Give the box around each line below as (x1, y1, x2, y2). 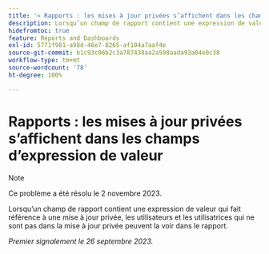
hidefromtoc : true (8, 26, 70, 34)
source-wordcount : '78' (8, 64, 88, 72)
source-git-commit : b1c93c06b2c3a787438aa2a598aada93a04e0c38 (8, 49, 220, 57)
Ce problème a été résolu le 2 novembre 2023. (8, 189, 163, 198)
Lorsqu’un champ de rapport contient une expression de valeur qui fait (8, 204, 242, 213)
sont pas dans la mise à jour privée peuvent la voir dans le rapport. (8, 220, 228, 230)
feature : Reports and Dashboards (8, 34, 120, 42)
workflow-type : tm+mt (8, 57, 81, 65)
